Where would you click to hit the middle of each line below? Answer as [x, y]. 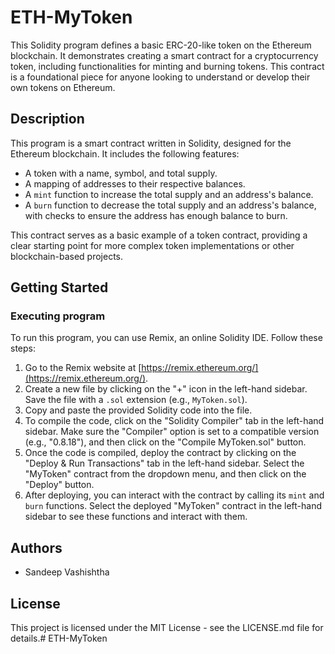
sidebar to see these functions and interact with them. [136, 517]
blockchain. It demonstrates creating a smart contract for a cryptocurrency [164, 55]
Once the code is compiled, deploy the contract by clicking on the [160, 453]
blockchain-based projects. [67, 256]
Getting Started [59, 287]
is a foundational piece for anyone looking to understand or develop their [160, 77]
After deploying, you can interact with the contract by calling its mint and [174, 495]
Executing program [58, 316]
